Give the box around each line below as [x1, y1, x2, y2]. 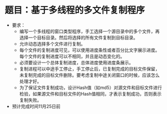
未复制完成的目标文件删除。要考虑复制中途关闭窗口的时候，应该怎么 [19, 72, 160, 78]
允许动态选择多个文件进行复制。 [19, 40, 85, 46]
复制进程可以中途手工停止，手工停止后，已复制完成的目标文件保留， [19, 65, 160, 71]
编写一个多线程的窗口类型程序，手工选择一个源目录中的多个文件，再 [19, 28, 160, 34]
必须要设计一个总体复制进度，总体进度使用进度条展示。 [19, 59, 133, 65]
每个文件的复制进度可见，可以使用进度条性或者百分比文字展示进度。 [19, 47, 160, 53]
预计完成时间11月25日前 [11, 103, 61, 109]
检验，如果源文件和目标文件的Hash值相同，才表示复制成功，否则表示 [19, 90, 162, 96]
